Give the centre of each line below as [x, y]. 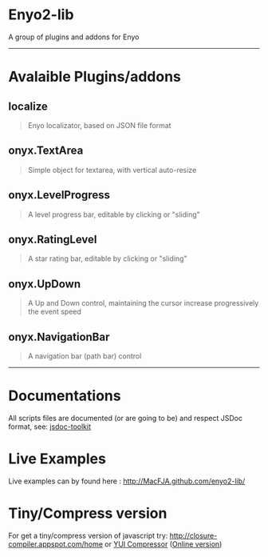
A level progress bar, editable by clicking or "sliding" [114, 214]
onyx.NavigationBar [59, 337]
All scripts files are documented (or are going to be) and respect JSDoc [126, 418]
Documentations [65, 396]
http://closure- [193, 535]
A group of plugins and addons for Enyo [74, 37]
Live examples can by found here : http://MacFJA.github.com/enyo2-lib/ [127, 481]
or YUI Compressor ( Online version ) [164, 544]
